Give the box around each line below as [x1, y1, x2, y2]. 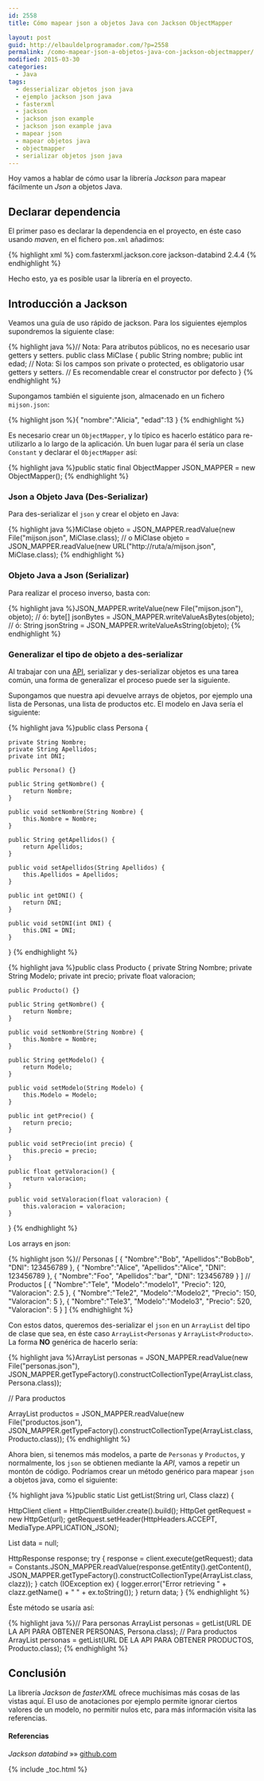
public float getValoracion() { [8, 1167, 115, 1175]
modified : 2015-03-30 [8, 56, 80, 64]
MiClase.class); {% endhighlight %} [8, 550, 125, 559]
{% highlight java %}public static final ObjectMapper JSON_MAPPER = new [8, 463, 256, 472]
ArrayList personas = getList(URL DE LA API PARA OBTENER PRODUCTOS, [8, 1635, 254, 1644]
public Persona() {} [8, 766, 77, 774]
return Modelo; [22, 1063, 73, 1071]
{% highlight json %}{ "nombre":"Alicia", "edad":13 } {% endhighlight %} [8, 415, 245, 424]
